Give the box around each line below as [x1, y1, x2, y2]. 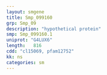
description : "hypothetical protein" [6, 25, 102, 32]
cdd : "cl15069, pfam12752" [6, 48, 74, 54]
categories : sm [6, 59, 45, 65]
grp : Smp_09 [6, 20, 36, 26]
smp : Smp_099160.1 [6, 31, 53, 37]
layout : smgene [6, 8, 45, 15]
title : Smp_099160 [6, 15, 53, 21]
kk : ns [6, 54, 23, 60]
